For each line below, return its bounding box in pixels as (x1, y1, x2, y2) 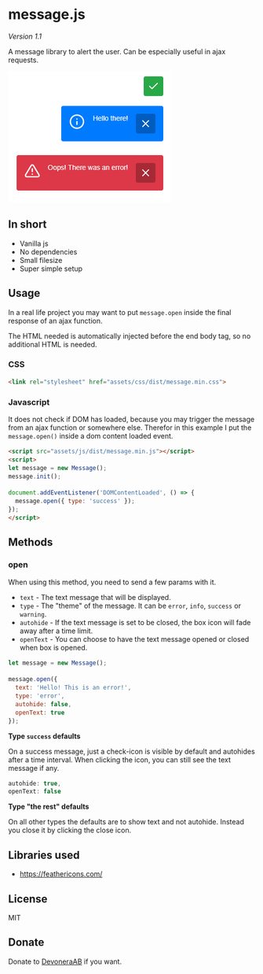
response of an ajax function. (8, 316, 103, 325)
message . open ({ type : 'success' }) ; (15, 498, 135, 506)
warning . (19, 609, 47, 619)
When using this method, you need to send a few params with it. (8, 577, 217, 587)
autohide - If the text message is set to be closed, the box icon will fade (19, 617, 251, 627)
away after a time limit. (19, 626, 93, 635)
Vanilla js (19, 239, 49, 248)
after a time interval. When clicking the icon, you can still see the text (8, 754, 232, 765)
